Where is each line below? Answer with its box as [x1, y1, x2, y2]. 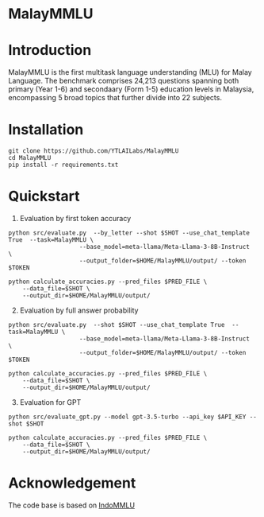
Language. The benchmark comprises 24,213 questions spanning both [8, 76, 239, 86]
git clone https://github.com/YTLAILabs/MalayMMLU [8, 147, 179, 155]
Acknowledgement [8, 474, 136, 492]
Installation [8, 121, 84, 139]
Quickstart [8, 188, 81, 205]
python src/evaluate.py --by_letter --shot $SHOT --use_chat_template [8, 229, 250, 237]
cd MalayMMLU [8, 154, 52, 162]
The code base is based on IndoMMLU [8, 500, 136, 510]
